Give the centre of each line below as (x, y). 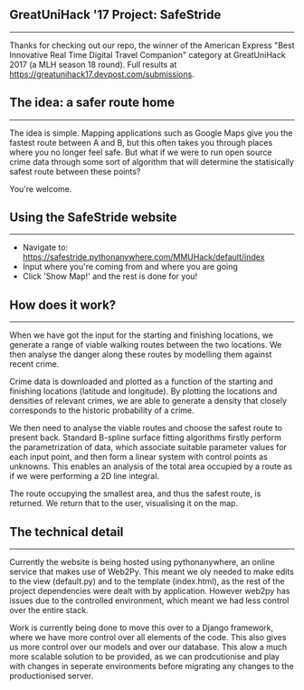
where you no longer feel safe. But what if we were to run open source (141, 152)
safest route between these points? (75, 171)
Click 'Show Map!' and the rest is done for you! (110, 276)
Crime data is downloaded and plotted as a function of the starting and (141, 382)
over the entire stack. (49, 610)
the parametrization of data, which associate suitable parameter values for (148, 447)
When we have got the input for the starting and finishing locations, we (142, 335)
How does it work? (63, 305)
